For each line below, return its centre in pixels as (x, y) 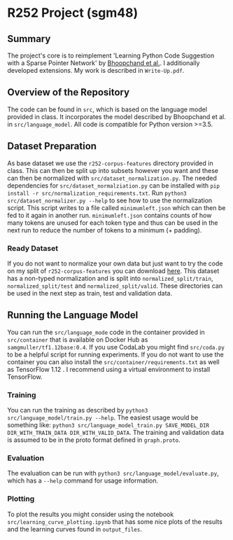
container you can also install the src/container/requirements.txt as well (113, 361)
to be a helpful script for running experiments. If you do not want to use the (115, 354)
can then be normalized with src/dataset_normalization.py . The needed (112, 178)
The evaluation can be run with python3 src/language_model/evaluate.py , (113, 473)
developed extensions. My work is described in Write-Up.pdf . (96, 70)
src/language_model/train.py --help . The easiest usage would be (103, 417)
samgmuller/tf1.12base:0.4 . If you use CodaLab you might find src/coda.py (116, 347)
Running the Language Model (73, 316)
